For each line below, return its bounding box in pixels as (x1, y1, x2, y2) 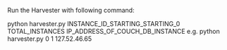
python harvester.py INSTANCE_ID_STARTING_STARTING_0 (7, 20, 180, 27)
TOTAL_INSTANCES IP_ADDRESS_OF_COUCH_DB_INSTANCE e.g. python (7, 27, 220, 35)
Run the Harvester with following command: (7, 6, 135, 14)
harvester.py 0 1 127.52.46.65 (7, 35, 92, 43)
